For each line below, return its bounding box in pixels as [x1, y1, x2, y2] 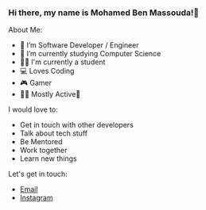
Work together [19, 146, 68, 155]
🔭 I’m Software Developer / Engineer [19, 40, 139, 50]
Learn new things [19, 154, 77, 163]
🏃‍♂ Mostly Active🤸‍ [19, 90, 81, 99]
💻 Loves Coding [19, 67, 75, 76]
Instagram [19, 193, 53, 203]
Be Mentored [19, 137, 63, 147]
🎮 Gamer [19, 78, 52, 88]
